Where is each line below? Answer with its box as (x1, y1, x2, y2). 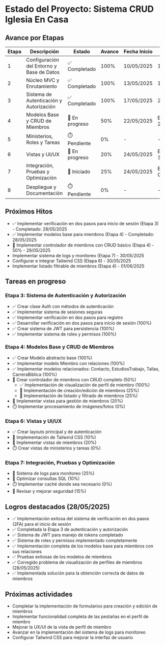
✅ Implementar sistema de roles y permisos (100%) (12, 331, 117, 337)
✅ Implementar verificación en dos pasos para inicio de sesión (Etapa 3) (12, 220, 159, 226)
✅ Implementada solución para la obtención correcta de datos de (12, 570, 144, 576)
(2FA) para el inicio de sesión (12, 521, 71, 527)
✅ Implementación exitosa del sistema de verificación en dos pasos (12, 516, 149, 522)
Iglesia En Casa (5, 14, 69, 25)
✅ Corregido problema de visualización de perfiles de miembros (12, 559, 142, 565)
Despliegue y (26, 183, 56, 190)
